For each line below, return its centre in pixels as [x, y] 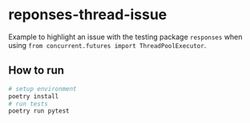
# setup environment [43, 89]
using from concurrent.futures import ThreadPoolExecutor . [107, 45]
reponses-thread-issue [88, 15]
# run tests [28, 104]
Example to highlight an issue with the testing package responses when [125, 37]
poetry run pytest [39, 111]
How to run [36, 71]
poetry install [34, 96]
